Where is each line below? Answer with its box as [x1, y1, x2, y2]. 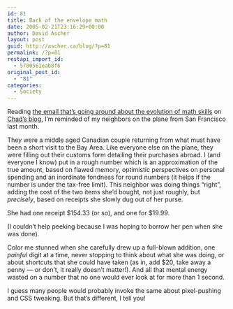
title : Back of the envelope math [7, 17, 108, 24]
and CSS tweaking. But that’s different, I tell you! [7, 294, 146, 303]
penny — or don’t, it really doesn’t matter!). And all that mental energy [7, 266, 208, 274]
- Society [13, 88, 42, 95]
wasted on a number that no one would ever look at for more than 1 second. [7, 273, 225, 282]
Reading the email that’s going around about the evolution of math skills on [7, 108, 222, 116]
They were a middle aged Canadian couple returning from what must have [7, 136, 221, 144]
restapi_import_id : [7, 56, 64, 63]
